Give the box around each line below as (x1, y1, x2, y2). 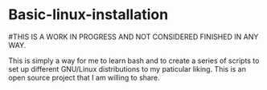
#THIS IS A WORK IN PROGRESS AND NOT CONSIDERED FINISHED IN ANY (8, 32, 259, 41)
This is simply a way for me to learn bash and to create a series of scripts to (8, 56, 260, 65)
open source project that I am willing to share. (8, 72, 160, 82)
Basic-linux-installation (8, 6, 169, 24)
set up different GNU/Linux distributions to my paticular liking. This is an (8, 64, 247, 73)
